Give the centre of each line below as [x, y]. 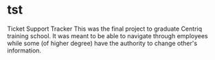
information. [24, 50]
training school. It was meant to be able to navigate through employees [107, 35]
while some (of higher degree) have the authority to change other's [102, 43]
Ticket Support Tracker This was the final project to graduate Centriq [105, 29]
